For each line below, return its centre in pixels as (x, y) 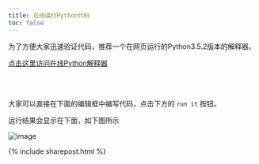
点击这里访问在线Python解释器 (58, 63)
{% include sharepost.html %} (57, 151)
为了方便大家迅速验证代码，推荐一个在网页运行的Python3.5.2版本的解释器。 (132, 46)
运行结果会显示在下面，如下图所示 (64, 120)
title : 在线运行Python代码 (49, 15)
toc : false (26, 23)
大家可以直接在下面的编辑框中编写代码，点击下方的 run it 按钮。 (114, 103)
